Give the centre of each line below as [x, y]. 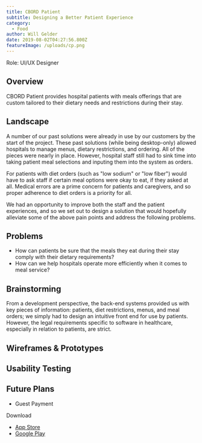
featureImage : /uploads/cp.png [46, 46]
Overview [25, 82]
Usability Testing [39, 368]
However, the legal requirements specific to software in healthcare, [90, 323]
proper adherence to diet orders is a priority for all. [69, 193]
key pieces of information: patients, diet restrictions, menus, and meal [93, 310]
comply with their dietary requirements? [65, 257]
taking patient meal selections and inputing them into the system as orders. [99, 162]
